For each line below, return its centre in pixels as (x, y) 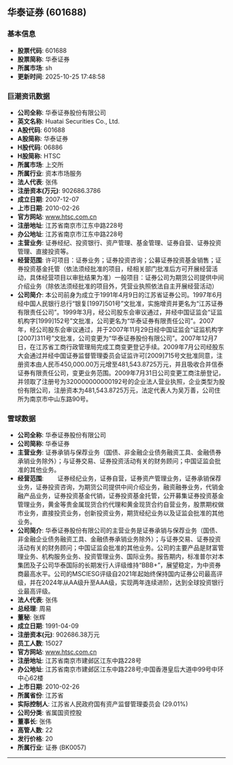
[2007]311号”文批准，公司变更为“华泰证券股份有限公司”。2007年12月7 (117, 338)
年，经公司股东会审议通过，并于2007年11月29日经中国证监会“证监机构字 (120, 329)
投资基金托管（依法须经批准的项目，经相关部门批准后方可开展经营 (118, 269)
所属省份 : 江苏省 (40, 696)
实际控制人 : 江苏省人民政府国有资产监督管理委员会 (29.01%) (103, 704)
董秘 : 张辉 (31, 617)
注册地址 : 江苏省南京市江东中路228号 (70, 225)
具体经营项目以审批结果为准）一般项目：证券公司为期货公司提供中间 (127, 277)
